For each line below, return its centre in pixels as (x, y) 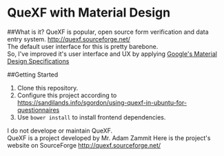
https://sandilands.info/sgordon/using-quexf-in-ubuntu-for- (102, 102)
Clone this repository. (48, 88)
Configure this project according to (67, 95)
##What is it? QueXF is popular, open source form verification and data (108, 32)
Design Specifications (38, 61)
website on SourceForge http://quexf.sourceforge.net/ (84, 145)
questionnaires (38, 110)
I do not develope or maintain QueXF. (60, 130)
